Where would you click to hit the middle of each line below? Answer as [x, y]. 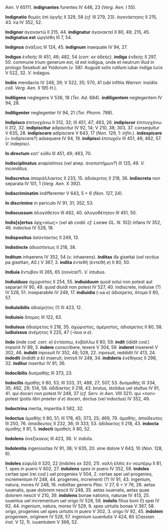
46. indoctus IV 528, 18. [30, 228]
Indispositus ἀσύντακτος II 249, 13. [42, 237]
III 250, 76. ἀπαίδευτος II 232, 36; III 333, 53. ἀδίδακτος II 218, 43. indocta [82, 423]
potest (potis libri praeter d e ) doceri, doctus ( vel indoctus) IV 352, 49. [78, 399]
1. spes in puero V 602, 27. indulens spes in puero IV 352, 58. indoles [77, 469]
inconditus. [17, 168]
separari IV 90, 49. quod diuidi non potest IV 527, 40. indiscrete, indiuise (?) [83, 287]
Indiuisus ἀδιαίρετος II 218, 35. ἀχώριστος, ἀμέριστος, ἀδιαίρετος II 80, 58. [84, 327]
